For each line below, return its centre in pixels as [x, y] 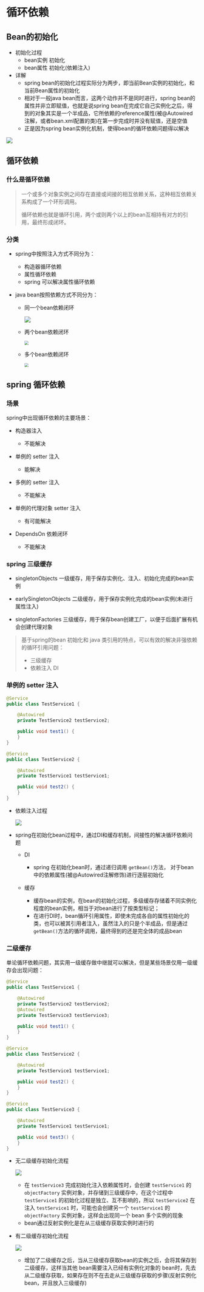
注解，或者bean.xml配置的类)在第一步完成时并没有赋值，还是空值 [106, 121]
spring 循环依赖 [36, 384]
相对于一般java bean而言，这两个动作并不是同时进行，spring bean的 [110, 98]
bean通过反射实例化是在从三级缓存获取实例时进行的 [89, 1223]
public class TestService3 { [43, 1110]
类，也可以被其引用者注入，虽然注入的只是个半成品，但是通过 [110, 923]
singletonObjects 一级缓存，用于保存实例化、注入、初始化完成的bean [102, 578]
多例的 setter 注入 [37, 482]
